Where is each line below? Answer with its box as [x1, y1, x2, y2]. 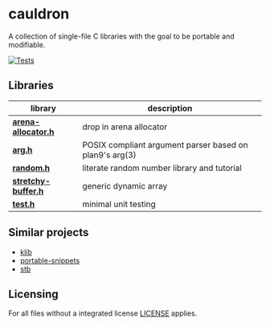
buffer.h [12, 185, 44, 197]
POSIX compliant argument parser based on [82, 139, 248, 150]
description [147, 102, 193, 113]
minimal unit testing [82, 198, 157, 210]
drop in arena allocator [82, 121, 168, 132]
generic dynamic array [82, 180, 168, 191]
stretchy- [12, 175, 51, 186]
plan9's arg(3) [82, 149, 137, 161]
